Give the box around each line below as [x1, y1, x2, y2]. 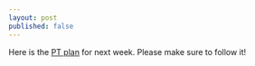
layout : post [8, 13, 58, 23]
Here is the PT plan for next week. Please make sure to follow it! [8, 46, 247, 57]
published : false [8, 22, 74, 31]
